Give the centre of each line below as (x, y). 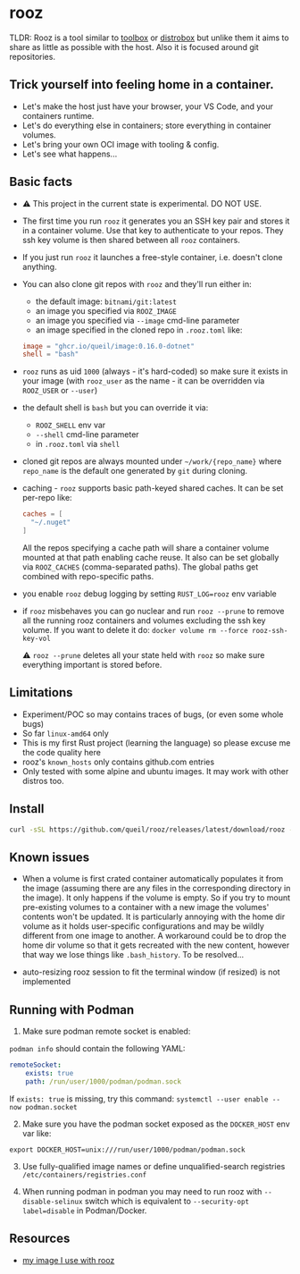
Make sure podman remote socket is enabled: (106, 1032)
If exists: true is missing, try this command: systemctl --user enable (139, 1099)
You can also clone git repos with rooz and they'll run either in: (137, 283)
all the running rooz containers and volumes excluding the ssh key (144, 620)
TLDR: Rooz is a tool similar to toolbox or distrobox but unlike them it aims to (149, 38)
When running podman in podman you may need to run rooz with (142, 1191)
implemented (46, 982)
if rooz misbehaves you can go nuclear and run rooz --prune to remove (153, 611)
